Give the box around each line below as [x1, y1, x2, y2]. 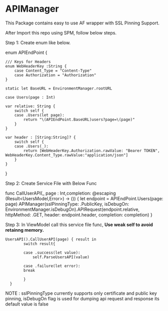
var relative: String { [5, 104, 56, 109]
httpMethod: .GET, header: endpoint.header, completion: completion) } [5, 211, 153, 217]
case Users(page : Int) [5, 95, 56, 100]
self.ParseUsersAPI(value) [32, 255, 90, 260]
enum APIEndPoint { [5, 49, 47, 55]
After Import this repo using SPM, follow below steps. [5, 29, 117, 36]
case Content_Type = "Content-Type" [14, 68, 92, 73]
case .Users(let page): [14, 112, 65, 117]
